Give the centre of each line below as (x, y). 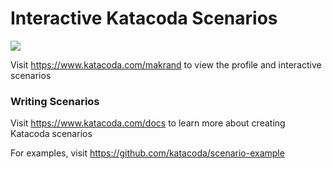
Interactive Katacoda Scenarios (144, 18)
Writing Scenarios (55, 101)
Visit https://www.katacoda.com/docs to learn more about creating (148, 123)
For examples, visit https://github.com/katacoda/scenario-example (147, 153)
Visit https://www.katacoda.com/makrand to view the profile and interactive (166, 64)
